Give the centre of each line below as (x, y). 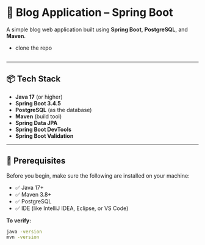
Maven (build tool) (38, 116)
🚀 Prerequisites (36, 161)
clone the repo (34, 48)
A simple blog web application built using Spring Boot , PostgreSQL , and (97, 29)
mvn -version (23, 237)
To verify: (19, 221)
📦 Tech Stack (34, 79)
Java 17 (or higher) (39, 97)
